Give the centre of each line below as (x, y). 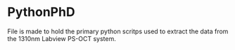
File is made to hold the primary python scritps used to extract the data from (118, 31)
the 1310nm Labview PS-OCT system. (62, 38)
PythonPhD (41, 12)
